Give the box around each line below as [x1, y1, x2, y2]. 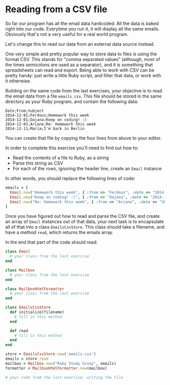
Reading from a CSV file [5, 4, 108, 15]
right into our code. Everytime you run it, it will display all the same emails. [5, 25, 160, 31]
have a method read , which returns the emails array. [5, 230, 114, 236]
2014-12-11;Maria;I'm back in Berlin [5, 126, 85, 131]
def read [10, 328, 28, 333]
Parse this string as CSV [12, 160, 63, 166]
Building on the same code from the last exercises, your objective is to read [5, 87, 162, 93]
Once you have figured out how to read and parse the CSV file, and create [5, 213, 160, 219]
